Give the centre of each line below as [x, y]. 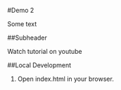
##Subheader [27, 38]
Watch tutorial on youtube [45, 51]
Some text [22, 24]
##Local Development [39, 65]
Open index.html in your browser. [65, 79]
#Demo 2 [21, 10]
